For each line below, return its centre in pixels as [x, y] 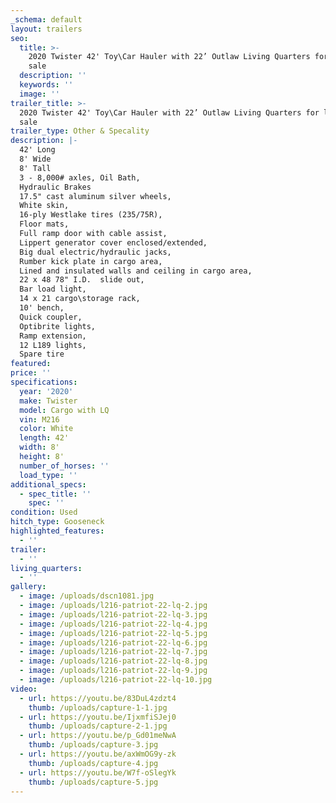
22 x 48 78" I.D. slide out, [82, 280]
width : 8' [39, 447]
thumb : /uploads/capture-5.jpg [93, 782]
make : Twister [48, 401]
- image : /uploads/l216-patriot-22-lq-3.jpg [113, 614]
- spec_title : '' [55, 494]
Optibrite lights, [58, 326]
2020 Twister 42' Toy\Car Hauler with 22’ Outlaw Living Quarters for [169, 112]
